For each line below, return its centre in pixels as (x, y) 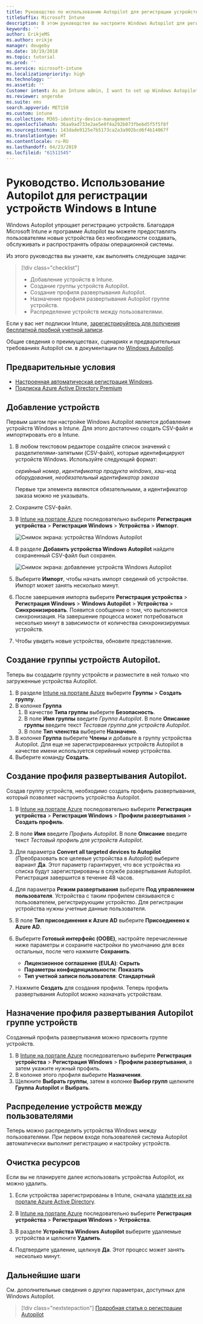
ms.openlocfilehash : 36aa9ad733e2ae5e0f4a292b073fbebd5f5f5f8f (88, 125)
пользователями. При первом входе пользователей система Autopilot (97, 1137)
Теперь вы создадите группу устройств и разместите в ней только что (98, 674)
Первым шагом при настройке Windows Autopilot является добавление (99, 422)
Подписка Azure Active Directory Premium (69, 388)
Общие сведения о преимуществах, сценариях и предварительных (94, 342)
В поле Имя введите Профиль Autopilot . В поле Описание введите (101, 833)
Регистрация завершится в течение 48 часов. (74, 877)
